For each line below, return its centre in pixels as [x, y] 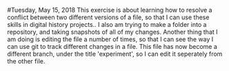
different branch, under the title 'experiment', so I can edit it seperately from [115, 54]
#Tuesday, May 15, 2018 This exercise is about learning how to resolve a [110, 10]
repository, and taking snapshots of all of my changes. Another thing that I [113, 32]
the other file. [26, 61]
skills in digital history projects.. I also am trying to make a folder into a [107, 24]
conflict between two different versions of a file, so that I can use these [108, 17]
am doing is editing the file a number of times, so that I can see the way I [110, 39]
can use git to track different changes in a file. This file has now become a [112, 47]
